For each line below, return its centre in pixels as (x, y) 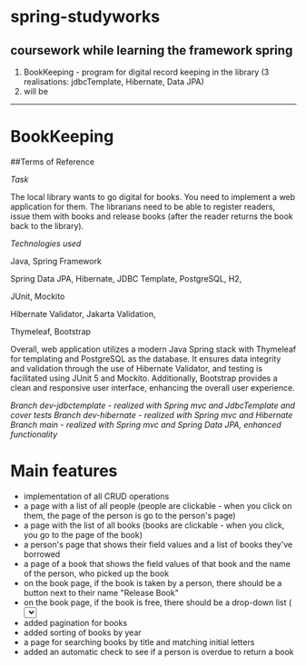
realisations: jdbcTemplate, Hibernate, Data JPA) (114, 82)
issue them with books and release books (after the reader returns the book (152, 216)
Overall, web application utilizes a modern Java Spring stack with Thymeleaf (153, 349)
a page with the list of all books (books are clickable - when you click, (154, 525)
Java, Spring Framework (56, 261)
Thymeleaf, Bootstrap (51, 331)
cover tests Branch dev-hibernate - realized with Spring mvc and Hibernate (152, 414)
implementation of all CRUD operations (96, 496)
